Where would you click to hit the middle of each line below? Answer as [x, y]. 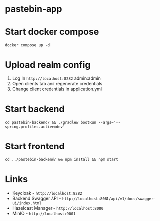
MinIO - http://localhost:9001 [44, 213]
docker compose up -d [27, 45]
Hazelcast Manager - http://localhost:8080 [58, 208]
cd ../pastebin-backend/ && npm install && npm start [62, 159]
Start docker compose [52, 32]
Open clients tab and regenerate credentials [57, 84]
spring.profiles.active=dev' [35, 127]
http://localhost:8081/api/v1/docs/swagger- [109, 199]
